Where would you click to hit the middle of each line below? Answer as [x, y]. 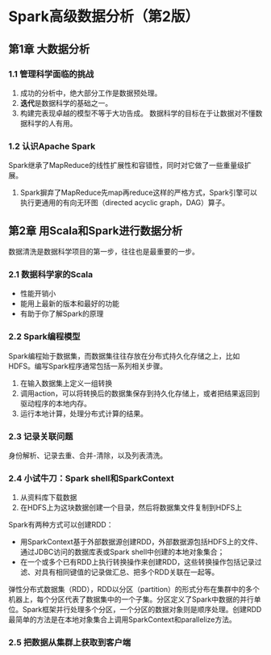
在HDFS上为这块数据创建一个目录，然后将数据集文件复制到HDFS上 [131, 508]
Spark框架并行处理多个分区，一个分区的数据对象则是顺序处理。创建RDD [142, 610]
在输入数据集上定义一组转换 [66, 383]
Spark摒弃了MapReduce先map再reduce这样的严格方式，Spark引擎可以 [139, 193]
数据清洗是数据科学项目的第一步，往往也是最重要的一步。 [104, 251]
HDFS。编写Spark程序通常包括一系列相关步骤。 [88, 366]
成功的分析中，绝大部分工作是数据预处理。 [91, 93]
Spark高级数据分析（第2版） [104, 17]
